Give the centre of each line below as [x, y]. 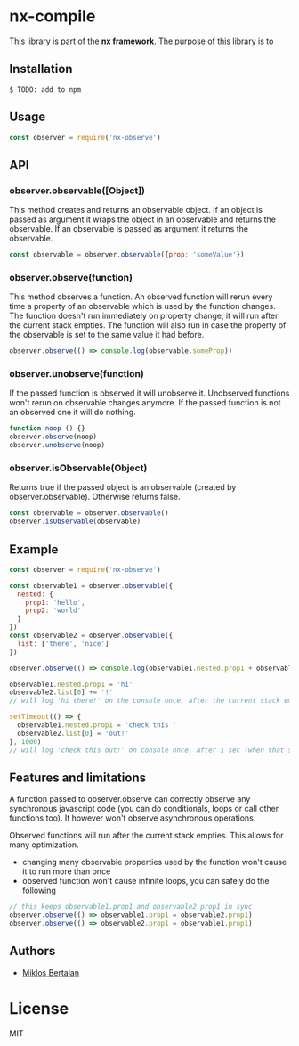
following [39, 891]
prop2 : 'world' [53, 611]
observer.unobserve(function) [77, 374]
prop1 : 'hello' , [56, 602]
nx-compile [53, 16]
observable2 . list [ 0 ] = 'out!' [73, 733]
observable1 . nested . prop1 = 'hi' [71, 684]
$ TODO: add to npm [45, 90]
